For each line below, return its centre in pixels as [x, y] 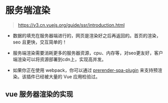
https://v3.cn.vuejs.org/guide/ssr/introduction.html [71, 25]
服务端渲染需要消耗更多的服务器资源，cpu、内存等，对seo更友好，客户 [88, 53]
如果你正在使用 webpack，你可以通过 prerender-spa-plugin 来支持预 [85, 70]
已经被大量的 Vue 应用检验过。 [68, 76]
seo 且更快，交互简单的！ [40, 42]
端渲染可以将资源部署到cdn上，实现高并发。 [59, 59]
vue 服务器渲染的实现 [39, 95]
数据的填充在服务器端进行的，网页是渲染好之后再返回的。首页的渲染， [87, 35]
